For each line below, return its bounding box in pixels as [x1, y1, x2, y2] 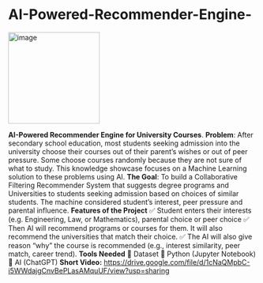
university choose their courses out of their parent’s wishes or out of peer [8, 146, 248, 156]
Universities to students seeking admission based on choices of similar [8, 188, 239, 198]
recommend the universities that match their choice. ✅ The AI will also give [8, 232, 253, 241]
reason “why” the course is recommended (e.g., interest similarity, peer [8, 240, 241, 250]
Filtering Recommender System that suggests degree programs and [8, 180, 229, 190]
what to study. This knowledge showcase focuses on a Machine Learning [8, 164, 247, 173]
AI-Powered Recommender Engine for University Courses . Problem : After [8, 130, 254, 139]
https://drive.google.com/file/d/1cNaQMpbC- [103, 257, 250, 266]
